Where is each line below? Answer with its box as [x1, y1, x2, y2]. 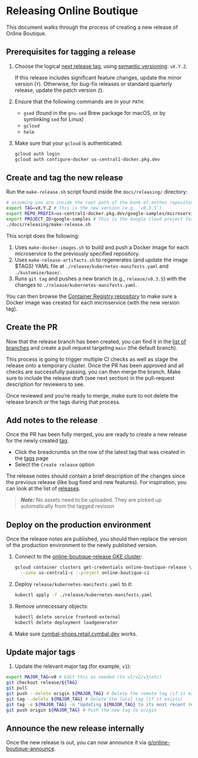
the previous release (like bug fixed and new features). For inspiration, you [6, 479, 187, 486]
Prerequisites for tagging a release [6, 47, 136, 57]
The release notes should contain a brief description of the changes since [6, 472, 186, 479]
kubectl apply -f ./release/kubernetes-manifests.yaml [14, 592, 153, 598]
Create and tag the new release [6, 173, 123, 183]
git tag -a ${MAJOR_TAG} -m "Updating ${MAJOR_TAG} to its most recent [6, 701, 186, 707]
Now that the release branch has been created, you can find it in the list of [6, 337, 187, 345]
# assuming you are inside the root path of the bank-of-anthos [6, 200, 167, 206]
